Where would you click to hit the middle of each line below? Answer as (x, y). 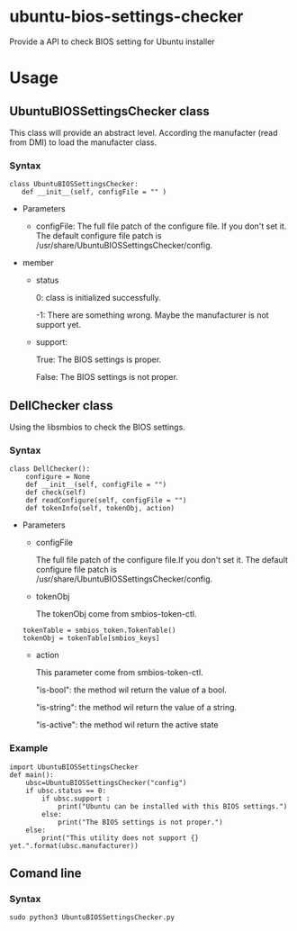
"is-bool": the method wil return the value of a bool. (131, 690)
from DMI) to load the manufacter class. (83, 142)
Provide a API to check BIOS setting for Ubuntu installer (112, 41)
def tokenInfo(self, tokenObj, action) (100, 509)
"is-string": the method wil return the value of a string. (136, 708)
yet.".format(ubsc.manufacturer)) (74, 845)
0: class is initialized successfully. (99, 298)
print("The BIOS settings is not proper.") (140, 822)
